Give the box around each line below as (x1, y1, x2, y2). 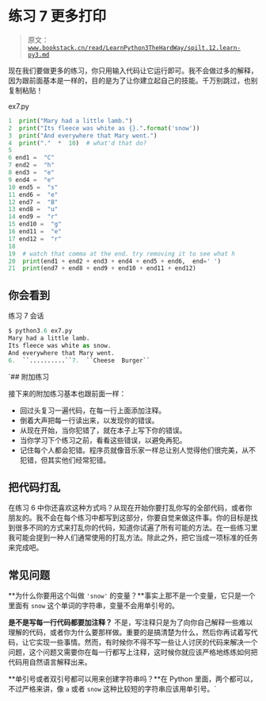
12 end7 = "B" (8, 198, 59, 206)
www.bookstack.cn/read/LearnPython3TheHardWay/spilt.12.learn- (27, 44, 241, 52)
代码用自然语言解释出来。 (8, 657, 92, 667)
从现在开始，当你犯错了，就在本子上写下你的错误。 (19, 426, 187, 435)
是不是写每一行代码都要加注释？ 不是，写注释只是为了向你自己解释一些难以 (8, 618, 253, 627)
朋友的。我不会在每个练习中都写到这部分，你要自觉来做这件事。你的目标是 (8, 513, 251, 522)
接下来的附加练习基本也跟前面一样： (8, 388, 127, 398)
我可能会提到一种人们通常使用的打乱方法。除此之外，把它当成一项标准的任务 (8, 533, 258, 542)
